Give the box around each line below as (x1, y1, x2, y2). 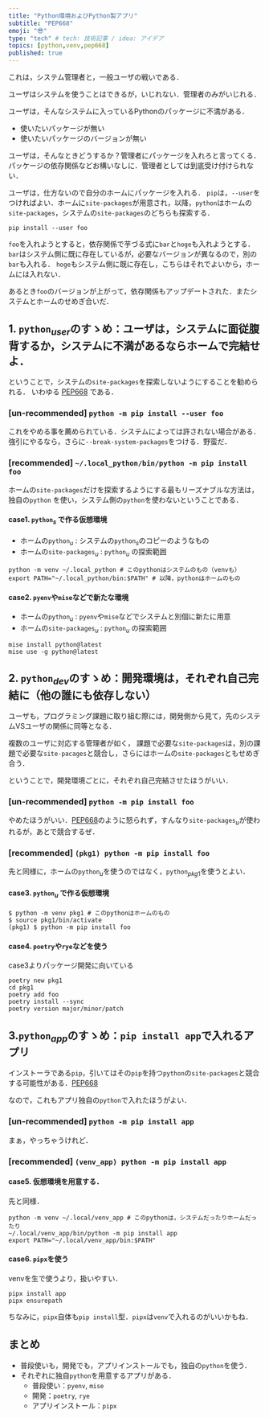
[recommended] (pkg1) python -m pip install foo (8, 848, 210, 858)
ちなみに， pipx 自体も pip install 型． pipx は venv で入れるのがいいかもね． (8, 1312, 253, 1321)
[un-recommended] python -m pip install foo (8, 795, 194, 807)
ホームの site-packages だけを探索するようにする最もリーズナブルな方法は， (8, 484, 259, 495)
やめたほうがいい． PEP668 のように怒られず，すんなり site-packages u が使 (8, 816, 254, 827)
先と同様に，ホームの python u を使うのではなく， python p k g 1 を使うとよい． (8, 866, 251, 878)
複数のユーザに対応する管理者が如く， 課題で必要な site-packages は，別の (8, 738, 255, 748)
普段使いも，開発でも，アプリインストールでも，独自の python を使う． (19, 1360, 251, 1370)
